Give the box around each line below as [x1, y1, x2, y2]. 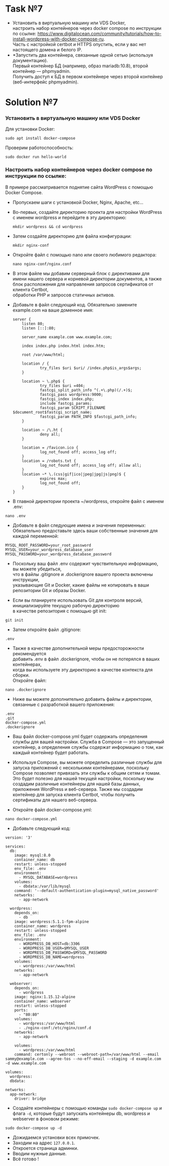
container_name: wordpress [14, 923, 71, 928]
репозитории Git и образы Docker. [12, 587, 86, 593]
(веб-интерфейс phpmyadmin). [12, 79, 79, 85]
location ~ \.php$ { [22, 379, 65, 384]
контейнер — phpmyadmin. [12, 68, 71, 74]
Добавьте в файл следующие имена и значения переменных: [12, 522, 146, 528]
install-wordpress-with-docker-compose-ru [12, 36, 104, 42]
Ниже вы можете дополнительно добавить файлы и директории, [12, 696, 153, 702]
